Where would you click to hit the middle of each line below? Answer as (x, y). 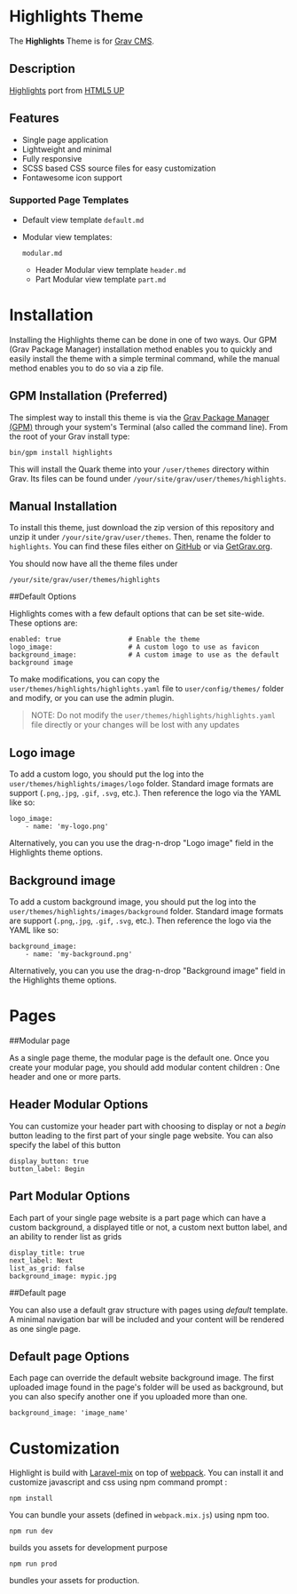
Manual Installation (63, 506)
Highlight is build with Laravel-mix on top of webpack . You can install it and (146, 1473)
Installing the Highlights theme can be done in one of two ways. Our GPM (143, 339)
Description (42, 69)
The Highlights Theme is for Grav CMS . (82, 41)
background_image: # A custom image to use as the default (144, 655)
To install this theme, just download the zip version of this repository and (142, 528)
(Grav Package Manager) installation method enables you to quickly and (141, 349)
